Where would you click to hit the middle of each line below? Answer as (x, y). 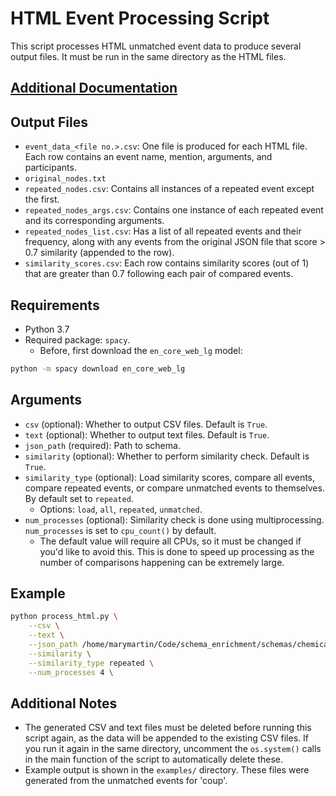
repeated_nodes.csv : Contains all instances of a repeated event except (169, 189)
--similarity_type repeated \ (91, 663)
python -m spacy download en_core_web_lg (98, 368)
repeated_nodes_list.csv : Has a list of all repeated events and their (163, 231)
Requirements (55, 305)
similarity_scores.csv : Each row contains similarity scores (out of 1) (167, 263)
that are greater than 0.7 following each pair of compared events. (159, 274)
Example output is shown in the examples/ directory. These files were (167, 770)
